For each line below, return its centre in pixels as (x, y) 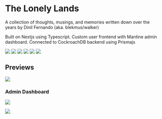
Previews (20, 67)
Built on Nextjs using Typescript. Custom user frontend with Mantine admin (81, 37)
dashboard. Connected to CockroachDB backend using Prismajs (70, 42)
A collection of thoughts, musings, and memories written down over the (77, 22)
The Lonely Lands (42, 9)
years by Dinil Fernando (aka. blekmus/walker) (52, 27)
